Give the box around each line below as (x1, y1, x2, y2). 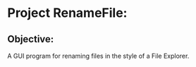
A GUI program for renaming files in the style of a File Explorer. (7, 51, 190, 60)
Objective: (7, 33, 54, 45)
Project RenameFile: (7, 5, 128, 21)
